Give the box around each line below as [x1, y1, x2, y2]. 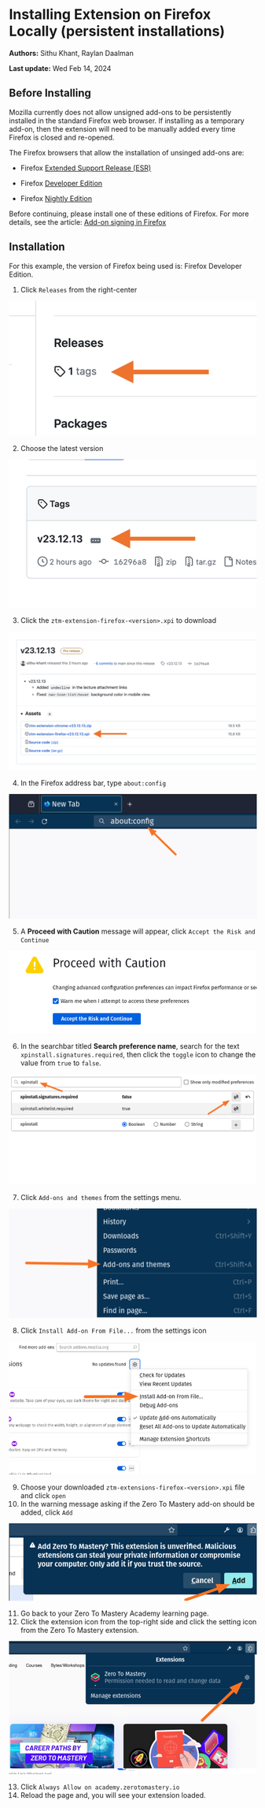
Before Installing [9, 87, 91, 100]
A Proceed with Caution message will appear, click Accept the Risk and [20, 926, 256, 936]
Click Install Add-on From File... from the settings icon [20, 1325, 207, 1335]
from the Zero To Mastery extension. [20, 1626, 140, 1635]
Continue [20, 937, 50, 945]
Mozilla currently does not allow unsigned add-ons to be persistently [9, 107, 232, 117]
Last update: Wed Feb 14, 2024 [9, 63, 112, 73]
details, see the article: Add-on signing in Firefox [9, 217, 167, 226]
